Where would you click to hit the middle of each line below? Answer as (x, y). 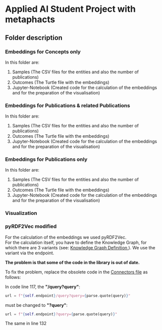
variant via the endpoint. (30, 253)
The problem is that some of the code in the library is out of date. (72, 262)
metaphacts (30, 19)
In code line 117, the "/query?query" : (42, 287)
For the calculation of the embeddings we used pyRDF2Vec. (66, 237)
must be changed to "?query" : (36, 305)
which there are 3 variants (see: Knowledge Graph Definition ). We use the (80, 247)
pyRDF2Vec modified (31, 226)
